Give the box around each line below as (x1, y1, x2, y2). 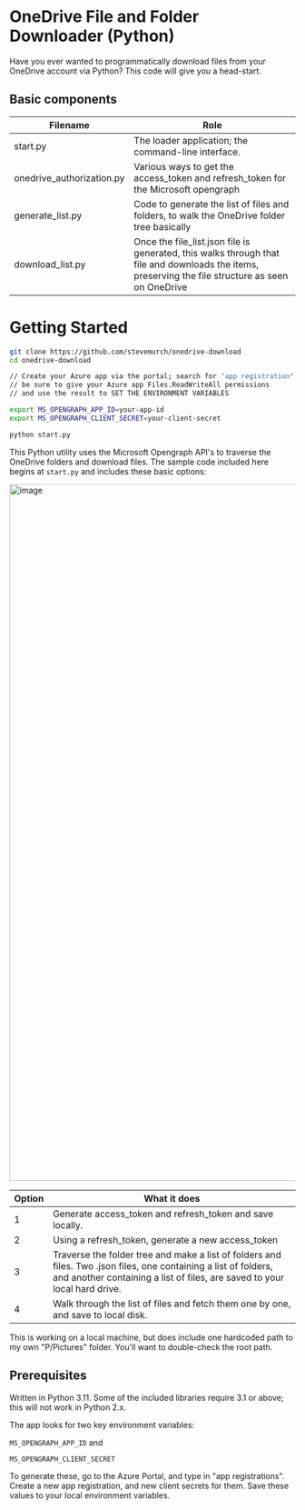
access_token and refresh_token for (133, 171, 287, 184)
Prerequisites (9, 1368, 87, 1384)
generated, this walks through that (133, 246, 280, 259)
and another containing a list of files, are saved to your (53, 1271, 284, 1284)
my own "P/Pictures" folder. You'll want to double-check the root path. (9, 1341, 273, 1352)
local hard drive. (53, 1282, 122, 1295)
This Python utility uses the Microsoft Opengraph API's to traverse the (9, 446, 271, 457)
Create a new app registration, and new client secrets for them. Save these (9, 1480, 290, 1491)
